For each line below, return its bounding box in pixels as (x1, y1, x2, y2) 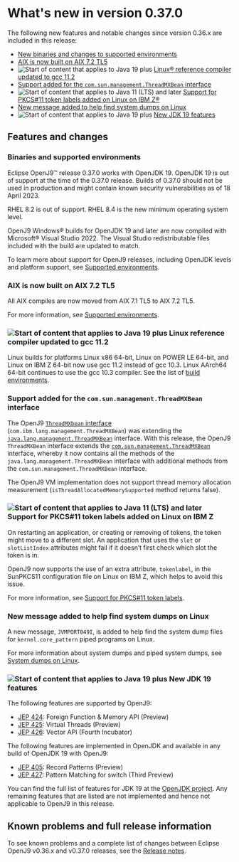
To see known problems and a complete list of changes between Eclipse (7, 839, 220, 848)
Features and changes (7, 131, 109, 143)
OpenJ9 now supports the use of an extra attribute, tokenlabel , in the (7, 564, 211, 573)
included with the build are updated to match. (7, 241, 141, 250)
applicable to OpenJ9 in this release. (7, 799, 115, 808)
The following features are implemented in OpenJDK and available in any (7, 742, 221, 750)
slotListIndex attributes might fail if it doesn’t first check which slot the (7, 543, 218, 552)
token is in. (7, 550, 39, 559)
